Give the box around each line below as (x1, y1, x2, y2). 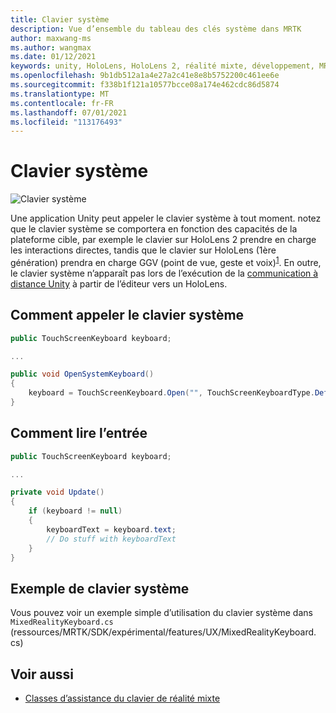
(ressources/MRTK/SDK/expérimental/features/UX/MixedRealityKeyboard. (10, 626, 317, 638)
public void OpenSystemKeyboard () (10, 369, 155, 380)
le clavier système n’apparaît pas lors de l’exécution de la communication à (10, 267, 319, 279)
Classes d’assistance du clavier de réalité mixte (24, 692, 221, 705)
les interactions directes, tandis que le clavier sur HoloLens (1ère (10, 244, 277, 256)
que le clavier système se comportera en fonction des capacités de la (10, 223, 298, 235)
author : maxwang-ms (10, 33, 92, 43)
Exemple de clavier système (10, 580, 190, 597)
